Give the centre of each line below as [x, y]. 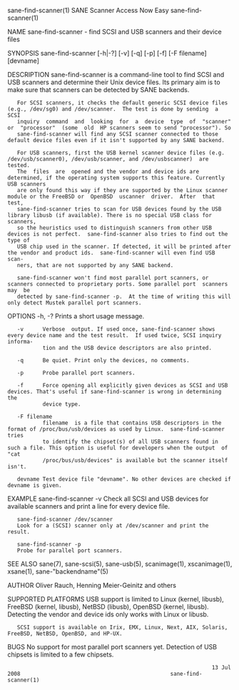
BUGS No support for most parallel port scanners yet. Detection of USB [112, 647]
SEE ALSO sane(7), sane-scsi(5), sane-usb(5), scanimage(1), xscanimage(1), [120, 564]
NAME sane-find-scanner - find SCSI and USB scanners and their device [115, 32]
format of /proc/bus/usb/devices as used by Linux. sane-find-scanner [116, 429]
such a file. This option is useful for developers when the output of [118, 448]
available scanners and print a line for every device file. [88, 506]
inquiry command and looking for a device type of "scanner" [124, 121]
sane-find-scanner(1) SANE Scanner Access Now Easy [88, 10]
